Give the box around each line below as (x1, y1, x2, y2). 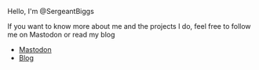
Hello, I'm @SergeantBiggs (7, 7, 95, 16)
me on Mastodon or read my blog (7, 30, 115, 39)
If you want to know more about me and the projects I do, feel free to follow (7, 22, 252, 30)
